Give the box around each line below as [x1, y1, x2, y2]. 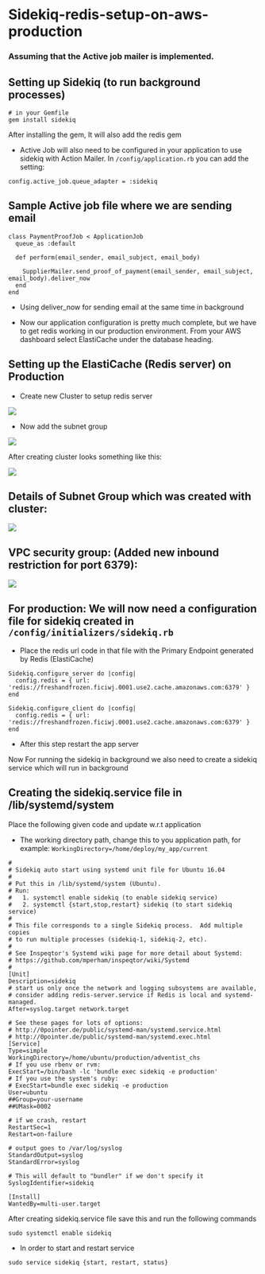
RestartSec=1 [8, 1123, 52, 1131]
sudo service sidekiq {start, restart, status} [8, 1258, 169, 1266]
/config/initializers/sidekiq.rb [8, 627, 175, 638]
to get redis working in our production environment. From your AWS [19, 326, 242, 336]
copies [8, 928, 30, 936]
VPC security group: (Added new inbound [8, 546, 220, 559]
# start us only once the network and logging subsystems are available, [8, 984, 258, 992]
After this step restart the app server [19, 739, 140, 748]
